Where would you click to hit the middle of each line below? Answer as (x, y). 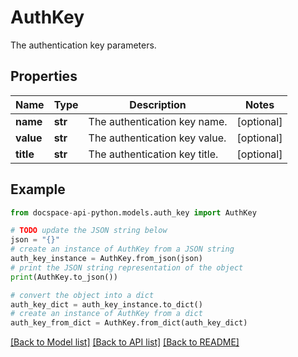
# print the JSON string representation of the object (127, 267)
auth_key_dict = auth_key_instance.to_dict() (106, 304)
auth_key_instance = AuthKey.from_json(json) (106, 259)
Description (158, 104)
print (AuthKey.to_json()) (64, 277)
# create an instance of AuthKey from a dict (106, 314)
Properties (44, 76)
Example (38, 189)
